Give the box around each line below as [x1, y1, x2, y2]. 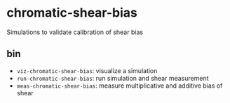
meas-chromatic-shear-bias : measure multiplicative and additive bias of [16, 81, 223, 90]
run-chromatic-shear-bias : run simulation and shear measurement [16, 74, 209, 82]
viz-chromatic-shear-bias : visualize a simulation [16, 66, 158, 74]
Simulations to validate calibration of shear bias [6, 28, 144, 36]
